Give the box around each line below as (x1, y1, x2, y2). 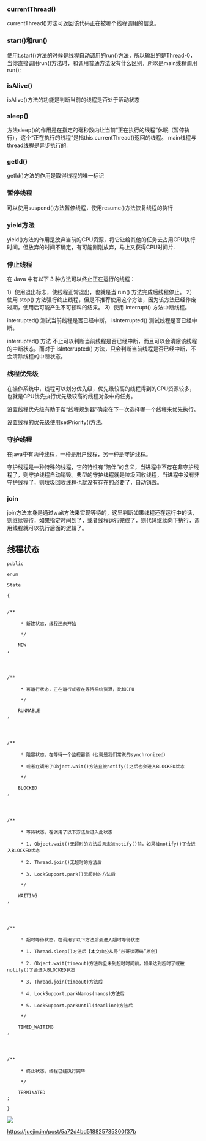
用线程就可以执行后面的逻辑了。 (7, 525, 87, 532)
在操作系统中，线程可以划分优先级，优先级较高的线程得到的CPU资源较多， (7, 385, 195, 392)
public (7, 561, 24, 567)
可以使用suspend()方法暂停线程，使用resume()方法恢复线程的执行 (7, 204, 174, 211)
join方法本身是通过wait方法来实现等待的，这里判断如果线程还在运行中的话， (7, 509, 198, 517)
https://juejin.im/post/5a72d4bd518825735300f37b (7, 1128, 136, 1135)
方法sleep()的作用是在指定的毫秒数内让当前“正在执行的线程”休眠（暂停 (7, 126, 185, 134)
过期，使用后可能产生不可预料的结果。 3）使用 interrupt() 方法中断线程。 (7, 304, 191, 311)
